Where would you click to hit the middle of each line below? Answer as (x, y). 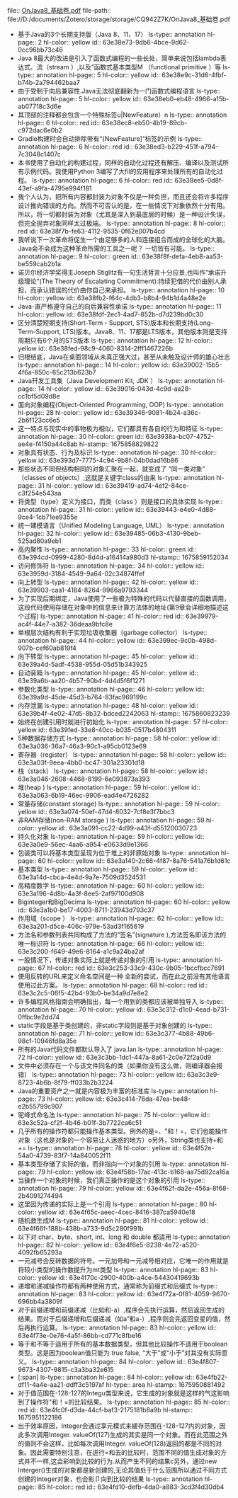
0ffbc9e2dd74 (39, 1017)
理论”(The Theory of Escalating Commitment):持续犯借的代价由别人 (122, 281)
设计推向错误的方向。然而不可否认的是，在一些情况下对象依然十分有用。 (123, 205)
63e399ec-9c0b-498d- (182, 640)
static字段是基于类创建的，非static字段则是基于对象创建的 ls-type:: (115, 1025)
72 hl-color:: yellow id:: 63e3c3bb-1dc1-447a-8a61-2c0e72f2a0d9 (114, 1057)
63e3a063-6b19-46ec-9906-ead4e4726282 (83, 795)
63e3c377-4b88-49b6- (180, 1033)
